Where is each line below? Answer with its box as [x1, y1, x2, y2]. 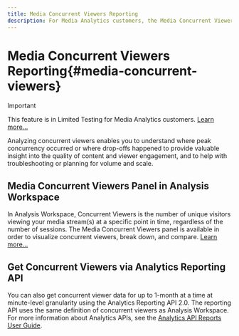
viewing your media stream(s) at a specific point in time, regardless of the [7, 218, 223, 226]
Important [7, 101, 36, 110]
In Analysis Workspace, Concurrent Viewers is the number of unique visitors [7, 210, 231, 219]
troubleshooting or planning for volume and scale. [7, 159, 154, 168]
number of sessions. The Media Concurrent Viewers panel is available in [7, 225, 220, 233]
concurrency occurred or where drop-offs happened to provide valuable [7, 144, 220, 153]
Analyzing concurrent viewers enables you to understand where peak [7, 137, 212, 145]
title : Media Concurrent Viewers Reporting [7, 10, 139, 18]
